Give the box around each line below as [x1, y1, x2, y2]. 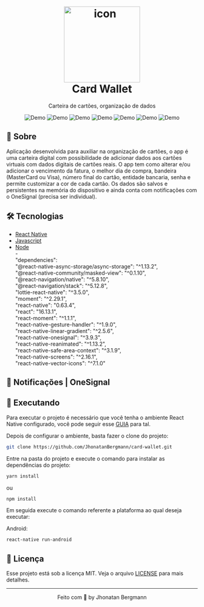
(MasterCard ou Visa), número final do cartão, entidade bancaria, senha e [6, 173, 191, 180]
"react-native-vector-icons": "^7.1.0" [15, 359, 106, 367]
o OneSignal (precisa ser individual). [6, 193, 97, 200]
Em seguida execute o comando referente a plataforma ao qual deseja [6, 507, 182, 514]
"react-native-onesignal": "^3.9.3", [15, 334, 102, 341]
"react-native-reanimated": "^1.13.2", [15, 340, 106, 348]
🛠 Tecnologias [6, 211, 64, 222]
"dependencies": [15, 256, 58, 264]
